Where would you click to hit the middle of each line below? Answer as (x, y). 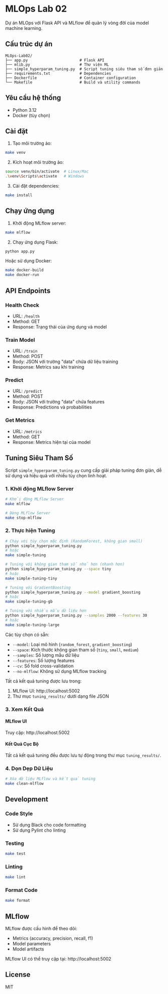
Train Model (20, 340)
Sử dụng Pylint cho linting (39, 830)
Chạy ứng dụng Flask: (35, 242)
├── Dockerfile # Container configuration (71, 78)
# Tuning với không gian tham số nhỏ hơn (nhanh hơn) (65, 564)
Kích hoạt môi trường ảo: (38, 162)
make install (19, 195)
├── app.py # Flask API (55, 60)
